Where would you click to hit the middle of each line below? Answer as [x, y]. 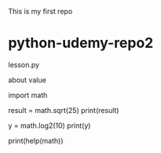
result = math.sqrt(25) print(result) [64, 110]
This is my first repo [40, 11]
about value [27, 80]
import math [28, 95]
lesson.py [24, 64]
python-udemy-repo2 [81, 43]
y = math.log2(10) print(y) [49, 126]
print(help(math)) [36, 140]
